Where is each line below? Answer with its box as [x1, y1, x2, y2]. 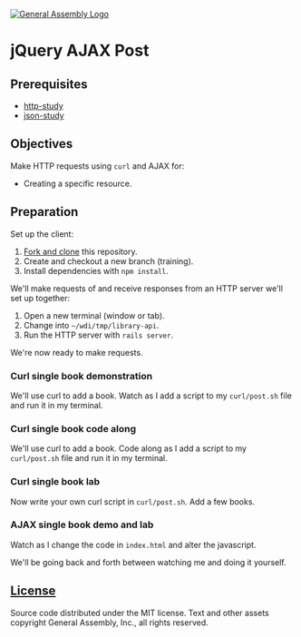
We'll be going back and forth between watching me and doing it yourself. [10, 556, 286, 567]
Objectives [10, 136, 73, 152]
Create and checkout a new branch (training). [23, 255, 194, 267]
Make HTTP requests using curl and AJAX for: [10, 160, 185, 171]
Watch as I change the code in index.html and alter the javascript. [10, 539, 257, 550]
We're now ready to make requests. [10, 347, 143, 358]
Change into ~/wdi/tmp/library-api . [23, 319, 160, 330]
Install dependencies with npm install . [23, 265, 169, 276]
